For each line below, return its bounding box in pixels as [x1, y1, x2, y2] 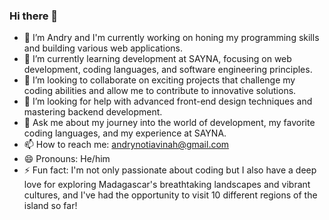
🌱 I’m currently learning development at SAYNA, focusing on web [23, 53, 292, 65]
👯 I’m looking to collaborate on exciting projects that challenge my [23, 74, 296, 86]
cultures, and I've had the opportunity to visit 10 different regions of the [23, 189, 318, 201]
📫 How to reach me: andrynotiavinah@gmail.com [23, 139, 230, 151]
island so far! [23, 200, 78, 212]
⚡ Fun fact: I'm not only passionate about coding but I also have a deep [23, 164, 317, 176]
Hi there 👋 [9, 9, 59, 23]
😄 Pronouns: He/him [23, 153, 111, 165]
